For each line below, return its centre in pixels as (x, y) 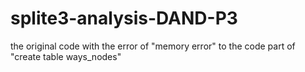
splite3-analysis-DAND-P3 (124, 18)
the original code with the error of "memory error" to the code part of (153, 46)
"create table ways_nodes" (66, 56)
